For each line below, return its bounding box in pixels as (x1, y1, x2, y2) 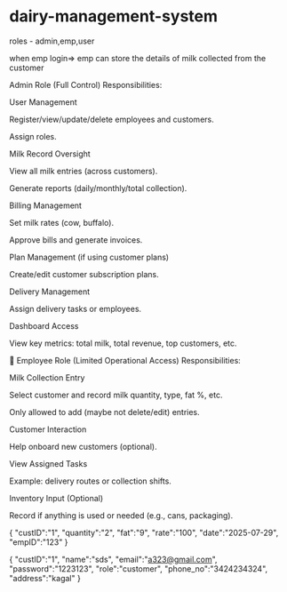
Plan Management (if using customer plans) (9, 252, 170, 262)
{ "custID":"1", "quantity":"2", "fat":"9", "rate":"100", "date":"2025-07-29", (9, 527, 279, 538)
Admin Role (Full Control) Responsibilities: (9, 79, 163, 90)
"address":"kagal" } (9, 572, 82, 583)
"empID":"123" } (9, 536, 68, 548)
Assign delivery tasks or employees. (9, 303, 142, 314)
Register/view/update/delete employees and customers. (9, 114, 215, 124)
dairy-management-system (9, 6, 219, 27)
